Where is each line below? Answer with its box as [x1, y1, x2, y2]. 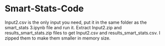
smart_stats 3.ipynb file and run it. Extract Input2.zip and [5, 24, 122, 30]
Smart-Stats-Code [5, 3, 84, 14]
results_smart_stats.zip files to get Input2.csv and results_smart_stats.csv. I [5, 30, 160, 36]
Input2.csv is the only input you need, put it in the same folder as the [5, 19, 147, 25]
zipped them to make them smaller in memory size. [5, 35, 111, 41]
